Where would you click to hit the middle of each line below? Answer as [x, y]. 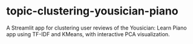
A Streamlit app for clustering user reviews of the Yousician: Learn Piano [97, 28]
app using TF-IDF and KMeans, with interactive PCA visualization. [88, 34]
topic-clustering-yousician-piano [92, 11]
